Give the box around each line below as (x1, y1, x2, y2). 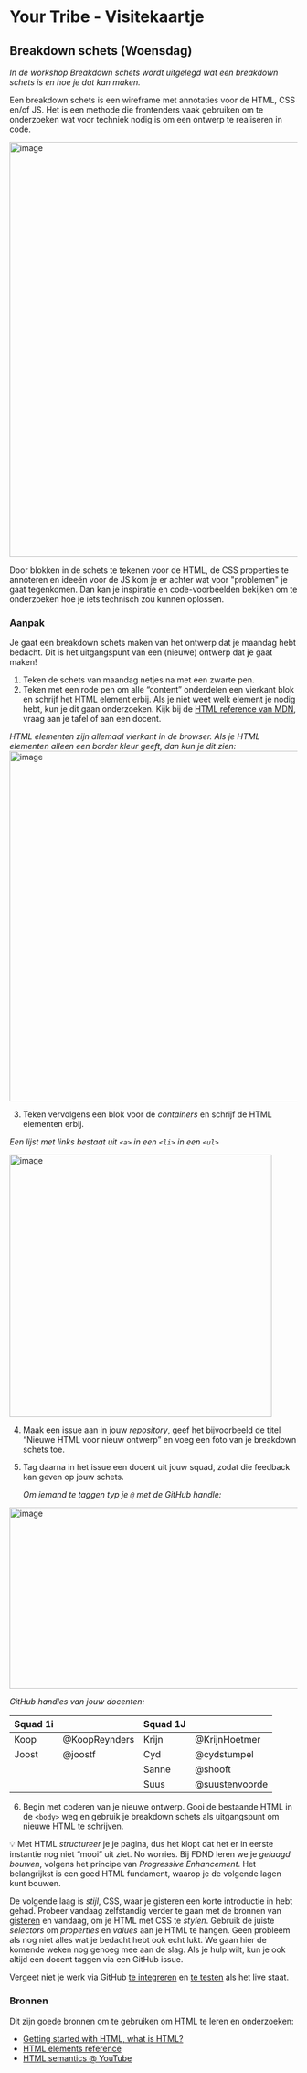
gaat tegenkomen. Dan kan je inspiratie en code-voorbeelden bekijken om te (9, 584, 298, 595)
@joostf (62, 1748, 96, 1761)
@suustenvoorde (195, 1778, 269, 1790)
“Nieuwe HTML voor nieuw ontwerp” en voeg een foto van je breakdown (22, 1434, 297, 1445)
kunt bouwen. (9, 1878, 61, 1889)
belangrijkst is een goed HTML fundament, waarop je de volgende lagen (9, 1868, 281, 1879)
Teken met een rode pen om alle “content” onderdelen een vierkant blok (22, 684, 295, 695)
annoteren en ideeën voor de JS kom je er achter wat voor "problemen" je (9, 575, 288, 585)
